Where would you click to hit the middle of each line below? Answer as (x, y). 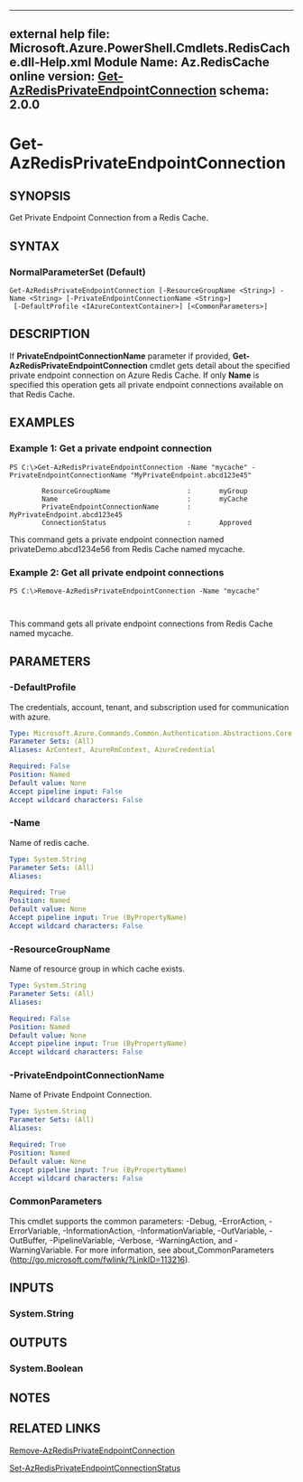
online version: (52, 76)
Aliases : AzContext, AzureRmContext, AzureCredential (113, 750)
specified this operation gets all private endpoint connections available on (147, 384)
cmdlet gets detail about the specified (220, 365)
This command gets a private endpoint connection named (117, 539)
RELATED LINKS (55, 1429)
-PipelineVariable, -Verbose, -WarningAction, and (141, 1240)
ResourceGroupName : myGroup (145, 491)
